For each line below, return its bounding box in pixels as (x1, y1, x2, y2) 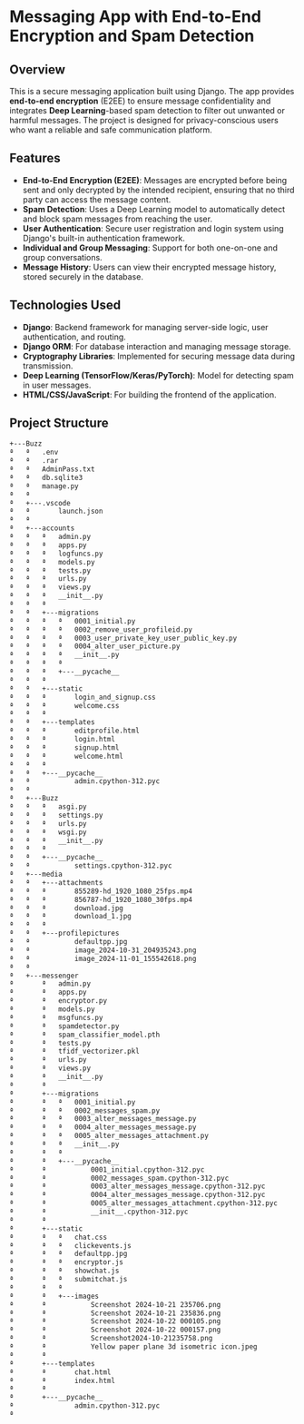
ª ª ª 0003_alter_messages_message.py (9, 1115, 197, 1124)
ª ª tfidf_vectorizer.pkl (9, 1046, 141, 1056)
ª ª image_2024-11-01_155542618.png (9, 954, 197, 963)
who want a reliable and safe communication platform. (9, 124, 213, 135)
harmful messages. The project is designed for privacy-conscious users (9, 115, 279, 125)
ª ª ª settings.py (9, 810, 103, 820)
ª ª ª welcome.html (9, 751, 124, 761)
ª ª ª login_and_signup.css (9, 692, 156, 702)
